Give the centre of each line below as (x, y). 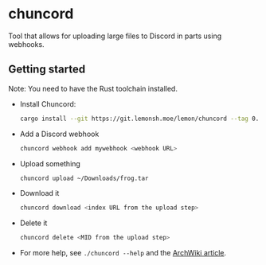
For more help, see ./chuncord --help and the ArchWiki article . (123, 253)
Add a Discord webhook (59, 134)
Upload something (50, 163)
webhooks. (27, 44)
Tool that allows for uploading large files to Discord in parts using (115, 36)
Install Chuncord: (48, 103)
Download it (39, 193)
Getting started (47, 70)
